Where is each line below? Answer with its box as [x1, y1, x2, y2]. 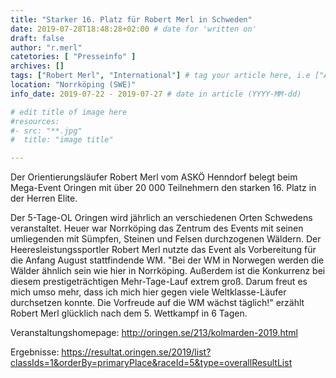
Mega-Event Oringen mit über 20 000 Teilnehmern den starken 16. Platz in [10, 182, 317, 194]
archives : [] [10, 61, 65, 71]
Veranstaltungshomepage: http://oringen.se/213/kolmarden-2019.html [10, 327, 298, 339]
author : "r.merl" [10, 42, 83, 53]
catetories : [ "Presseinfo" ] [10, 52, 137, 62]
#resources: [10, 116, 60, 126]
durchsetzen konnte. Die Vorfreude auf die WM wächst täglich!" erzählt [10, 297, 305, 309]
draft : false [10, 33, 65, 43]
